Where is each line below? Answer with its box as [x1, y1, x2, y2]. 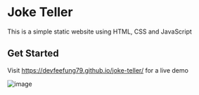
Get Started [7, 47, 59, 59]
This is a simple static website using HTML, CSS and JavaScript [7, 27, 192, 36]
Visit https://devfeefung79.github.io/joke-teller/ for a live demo [7, 66, 188, 74]
